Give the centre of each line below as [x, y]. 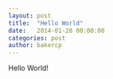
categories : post [37, 38]
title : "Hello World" [46, 23]
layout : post [30, 16]
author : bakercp [35, 45]
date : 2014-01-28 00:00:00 [56, 30]
